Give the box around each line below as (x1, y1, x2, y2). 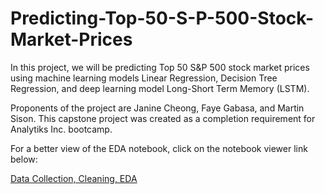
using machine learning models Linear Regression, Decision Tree (10, 72, 278, 84)
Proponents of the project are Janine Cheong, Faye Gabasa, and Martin (10, 102, 305, 114)
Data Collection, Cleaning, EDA (10, 172, 138, 184)
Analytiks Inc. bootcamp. (10, 123, 113, 135)
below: (10, 153, 38, 165)
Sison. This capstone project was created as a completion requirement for (10, 112, 316, 124)
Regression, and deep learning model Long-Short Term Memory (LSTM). (10, 82, 310, 94)
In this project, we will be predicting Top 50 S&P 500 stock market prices (10, 61, 310, 73)
